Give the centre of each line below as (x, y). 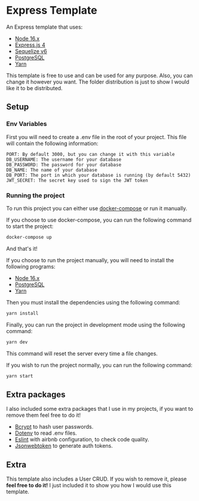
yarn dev (17, 342)
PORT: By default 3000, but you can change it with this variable (91, 154)
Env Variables (27, 124)
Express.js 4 (30, 45)
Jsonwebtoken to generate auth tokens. (64, 446)
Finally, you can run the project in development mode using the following (96, 325)
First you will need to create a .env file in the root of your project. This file (97, 137)
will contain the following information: (52, 143)
